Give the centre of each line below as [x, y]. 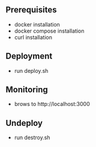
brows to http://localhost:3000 [52, 104]
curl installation [33, 37]
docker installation [37, 24]
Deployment [29, 56]
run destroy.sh [32, 137]
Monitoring [27, 90]
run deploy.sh [31, 70]
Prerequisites [31, 10]
